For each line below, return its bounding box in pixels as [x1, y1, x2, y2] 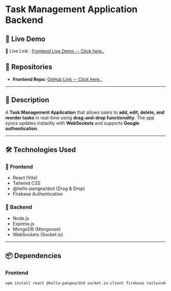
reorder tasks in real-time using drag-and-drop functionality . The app [5, 114, 155, 120]
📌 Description [5, 95, 49, 105]
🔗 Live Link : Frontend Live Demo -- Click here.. [5, 48, 105, 54]
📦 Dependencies [5, 251, 62, 260]
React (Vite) [12, 175, 38, 181]
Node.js [12, 215, 30, 221]
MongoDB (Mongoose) [12, 226, 61, 232]
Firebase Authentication [12, 191, 63, 197]
